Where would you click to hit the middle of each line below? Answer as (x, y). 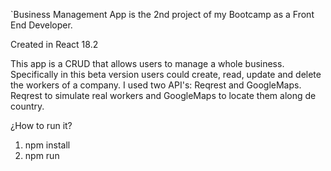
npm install (47, 145)
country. (27, 106)
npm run (42, 155)
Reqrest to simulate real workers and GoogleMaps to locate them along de (163, 95)
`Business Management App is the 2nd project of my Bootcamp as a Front (162, 14)
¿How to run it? (41, 125)
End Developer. (41, 25)
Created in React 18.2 (54, 44)
